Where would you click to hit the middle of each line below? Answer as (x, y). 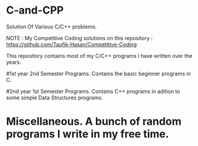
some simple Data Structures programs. (55, 98)
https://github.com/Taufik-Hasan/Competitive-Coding (72, 44)
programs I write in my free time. (88, 134)
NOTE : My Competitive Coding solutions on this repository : (79, 38)
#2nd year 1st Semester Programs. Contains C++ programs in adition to (93, 91)
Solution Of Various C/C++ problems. (51, 27)
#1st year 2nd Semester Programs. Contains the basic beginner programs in (98, 73)
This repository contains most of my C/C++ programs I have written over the (99, 56)
